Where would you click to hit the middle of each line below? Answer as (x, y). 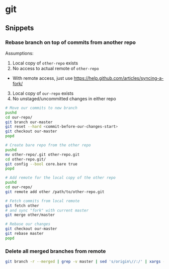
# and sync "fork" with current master (47, 210)
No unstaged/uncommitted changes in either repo (64, 98)
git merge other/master (30, 215)
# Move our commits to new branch (41, 108)
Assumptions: (19, 53)
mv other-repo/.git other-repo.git (43, 154)
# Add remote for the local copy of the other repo (60, 178)
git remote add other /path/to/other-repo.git (55, 192)
